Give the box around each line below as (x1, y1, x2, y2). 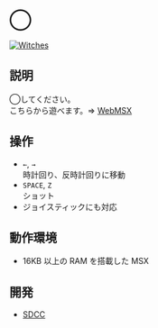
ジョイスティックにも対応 (22, 201, 117, 212)
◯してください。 (9, 94, 76, 105)
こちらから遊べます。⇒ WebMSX (9, 105, 133, 115)
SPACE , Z (22, 179, 52, 190)
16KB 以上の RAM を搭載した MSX (22, 256, 149, 267)
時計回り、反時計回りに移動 (22, 169, 126, 180)
